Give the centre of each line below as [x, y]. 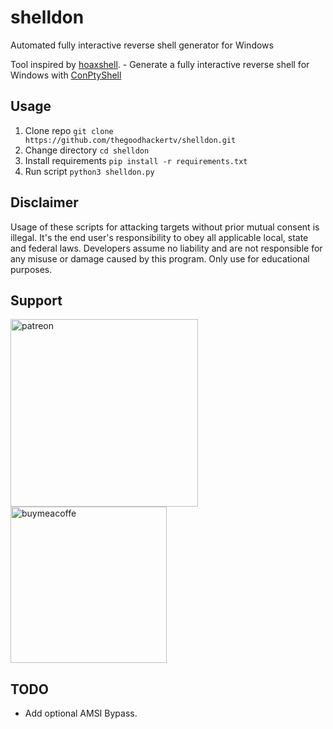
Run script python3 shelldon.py [89, 171]
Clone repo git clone [69, 130]
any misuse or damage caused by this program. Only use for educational [160, 258]
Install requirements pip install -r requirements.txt [136, 160]
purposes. [31, 269]
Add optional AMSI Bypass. [81, 713]
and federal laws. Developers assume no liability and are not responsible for [166, 248]
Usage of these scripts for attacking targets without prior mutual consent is [165, 227]
